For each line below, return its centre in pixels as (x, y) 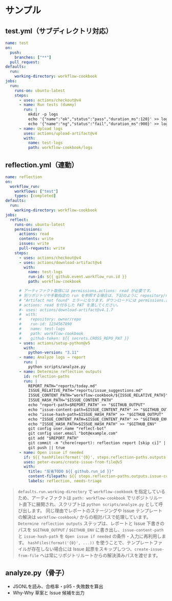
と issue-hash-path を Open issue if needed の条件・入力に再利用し (90, 536)
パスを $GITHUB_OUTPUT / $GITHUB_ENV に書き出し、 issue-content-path (91, 529)
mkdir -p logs (43, 115)
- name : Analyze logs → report (52, 358)
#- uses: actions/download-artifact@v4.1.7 (66, 310)
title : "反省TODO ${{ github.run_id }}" (71, 472)
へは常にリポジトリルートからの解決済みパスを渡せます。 (100, 555)
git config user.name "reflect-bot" (67, 429)
